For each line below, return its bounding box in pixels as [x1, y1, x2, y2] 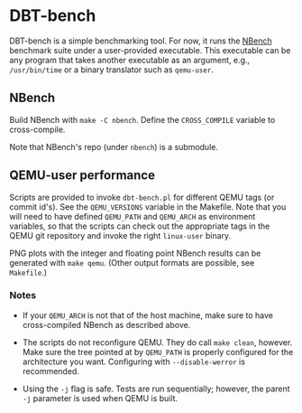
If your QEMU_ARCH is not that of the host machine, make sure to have [22, 309, 273, 321]
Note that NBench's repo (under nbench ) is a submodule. [9, 141, 219, 152]
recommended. [22, 365, 79, 376]
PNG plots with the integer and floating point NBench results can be [9, 248, 261, 258]
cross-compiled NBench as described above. [22, 319, 191, 330]
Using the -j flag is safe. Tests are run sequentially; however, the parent [22, 383, 290, 394]
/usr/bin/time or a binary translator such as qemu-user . [9, 64, 215, 75]
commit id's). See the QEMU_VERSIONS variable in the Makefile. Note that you [9, 201, 287, 212]
